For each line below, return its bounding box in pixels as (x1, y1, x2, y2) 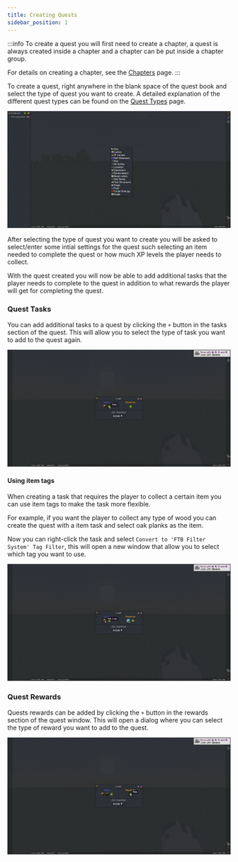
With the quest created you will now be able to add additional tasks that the (7, 271, 227, 280)
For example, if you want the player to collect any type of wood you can (7, 514, 217, 522)
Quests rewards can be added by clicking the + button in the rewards (7, 708, 209, 717)
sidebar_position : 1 (7, 18, 69, 26)
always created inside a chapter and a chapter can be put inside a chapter (7, 47, 225, 55)
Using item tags (7, 476, 55, 484)
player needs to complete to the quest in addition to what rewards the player (7, 279, 230, 288)
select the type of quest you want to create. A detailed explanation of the (7, 89, 221, 98)
